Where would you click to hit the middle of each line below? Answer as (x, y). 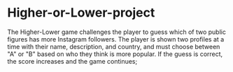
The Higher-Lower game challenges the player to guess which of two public (116, 32)
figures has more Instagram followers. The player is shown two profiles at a (116, 39)
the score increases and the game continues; (72, 61)
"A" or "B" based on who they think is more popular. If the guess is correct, (115, 54)
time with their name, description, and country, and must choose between (114, 46)
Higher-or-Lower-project (81, 13)
